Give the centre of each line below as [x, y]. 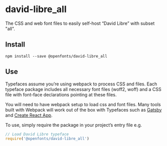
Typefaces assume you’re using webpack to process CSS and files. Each [81, 84]
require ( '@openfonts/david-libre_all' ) [47, 139]
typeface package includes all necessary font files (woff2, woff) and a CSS [83, 89]
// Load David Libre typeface [37, 134]
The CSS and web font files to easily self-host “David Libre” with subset [80, 23]
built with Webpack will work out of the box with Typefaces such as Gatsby [83, 110]
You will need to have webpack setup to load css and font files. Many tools [83, 104]
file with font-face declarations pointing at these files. [61, 94]
